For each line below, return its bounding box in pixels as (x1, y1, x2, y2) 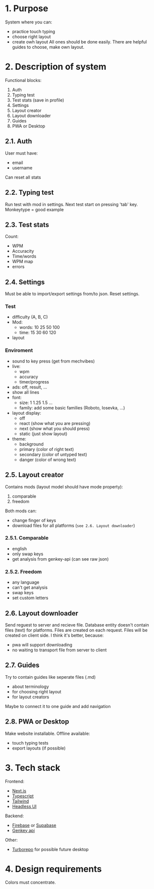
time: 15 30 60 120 (19, 330, 56, 336)
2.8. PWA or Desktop (5, 718, 69, 726)
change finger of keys (12, 517, 56, 523)
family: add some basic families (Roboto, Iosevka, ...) (19, 404, 125, 410)
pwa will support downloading (12, 642, 73, 647)
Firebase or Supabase (12, 822, 57, 828)
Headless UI (12, 803, 37, 809)
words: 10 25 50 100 (19, 324, 60, 330)
